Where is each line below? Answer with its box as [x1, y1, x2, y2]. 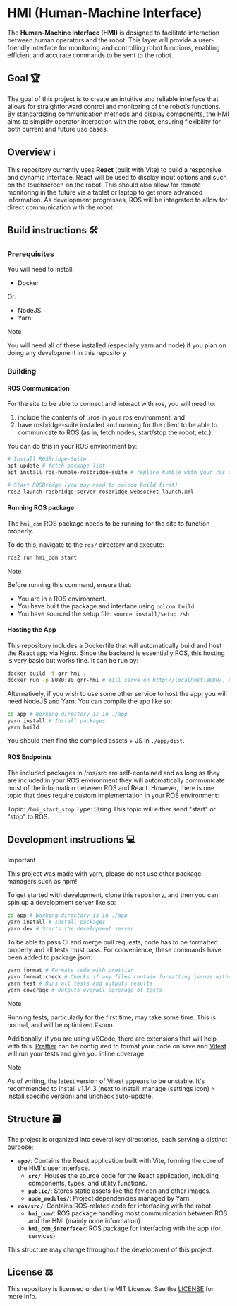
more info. [7, 1293, 37, 1301]
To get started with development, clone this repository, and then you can [7, 891, 219, 899]
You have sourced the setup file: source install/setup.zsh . [17, 609, 192, 618]
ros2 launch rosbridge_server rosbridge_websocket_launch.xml [7, 488, 194, 495]
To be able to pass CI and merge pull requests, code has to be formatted [7, 938, 219, 947]
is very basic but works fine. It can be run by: [7, 657, 139, 665]
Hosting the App [7, 625, 56, 634]
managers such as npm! [7, 877, 78, 886]
